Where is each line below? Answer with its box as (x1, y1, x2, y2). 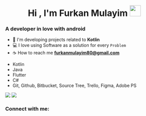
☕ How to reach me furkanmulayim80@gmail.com (12, 50, 119, 56)
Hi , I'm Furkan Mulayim (28, 7, 128, 19)
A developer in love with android (5, 25, 86, 32)
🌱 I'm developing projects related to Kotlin (12, 36, 100, 42)
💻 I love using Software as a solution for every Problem (12, 42, 126, 48)
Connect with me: (5, 105, 50, 112)
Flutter (12, 72, 27, 78)
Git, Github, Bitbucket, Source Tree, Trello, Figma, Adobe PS (12, 82, 137, 88)
